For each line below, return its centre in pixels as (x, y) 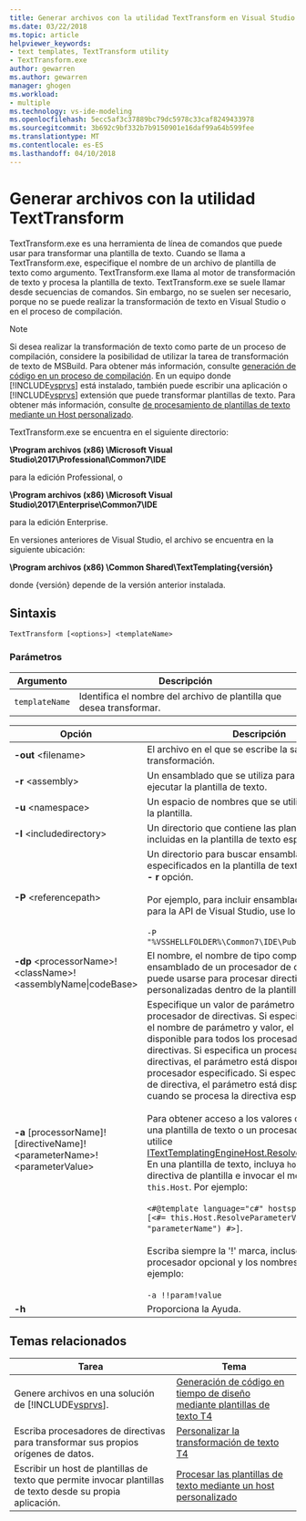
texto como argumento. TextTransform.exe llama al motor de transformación (153, 272)
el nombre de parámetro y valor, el (220, 1027)
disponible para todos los (201, 1039)
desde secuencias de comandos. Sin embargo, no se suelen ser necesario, (150, 292)
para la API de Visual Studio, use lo (221, 911)
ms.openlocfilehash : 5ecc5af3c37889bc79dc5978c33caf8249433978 (132, 119)
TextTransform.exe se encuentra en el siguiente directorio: (119, 432)
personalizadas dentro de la (207, 989)
